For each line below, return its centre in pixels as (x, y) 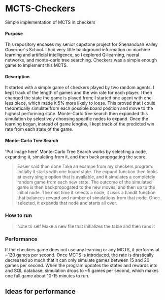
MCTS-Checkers (40, 9)
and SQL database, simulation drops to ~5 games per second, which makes (82, 270)
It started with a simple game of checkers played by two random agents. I (80, 88)
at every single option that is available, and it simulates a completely (86, 177)
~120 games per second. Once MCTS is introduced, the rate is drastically (80, 255)
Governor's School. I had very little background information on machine (78, 50)
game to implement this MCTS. (36, 65)
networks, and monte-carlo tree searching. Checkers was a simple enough (81, 60)
